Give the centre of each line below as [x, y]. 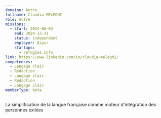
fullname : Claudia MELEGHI [34, 15]
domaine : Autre [21, 10]
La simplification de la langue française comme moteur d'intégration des [81, 104]
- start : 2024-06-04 [31, 29]
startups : [25, 48]
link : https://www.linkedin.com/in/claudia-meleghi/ [62, 57]
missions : [16, 24]
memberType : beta [24, 90]
